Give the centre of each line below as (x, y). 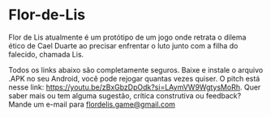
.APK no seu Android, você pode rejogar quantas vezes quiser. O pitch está (134, 78)
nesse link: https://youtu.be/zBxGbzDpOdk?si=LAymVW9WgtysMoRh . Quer (135, 87)
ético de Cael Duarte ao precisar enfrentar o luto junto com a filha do (123, 45)
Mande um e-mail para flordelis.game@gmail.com (92, 104)
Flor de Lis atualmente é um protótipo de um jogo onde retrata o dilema (127, 37)
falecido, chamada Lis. (46, 54)
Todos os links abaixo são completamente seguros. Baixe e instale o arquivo (136, 69)
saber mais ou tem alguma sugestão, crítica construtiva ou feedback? (125, 95)
